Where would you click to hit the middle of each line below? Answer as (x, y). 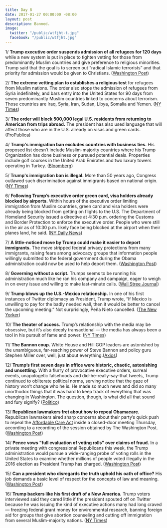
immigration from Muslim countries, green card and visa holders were (77, 206)
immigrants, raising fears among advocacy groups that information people (81, 253)
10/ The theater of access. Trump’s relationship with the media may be (78, 324)
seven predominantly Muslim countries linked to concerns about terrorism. (82, 98)
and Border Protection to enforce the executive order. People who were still (83, 222)
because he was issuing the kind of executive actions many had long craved (83, 504)
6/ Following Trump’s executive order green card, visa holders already (79, 196)
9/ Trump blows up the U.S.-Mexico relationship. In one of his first (75, 293)
